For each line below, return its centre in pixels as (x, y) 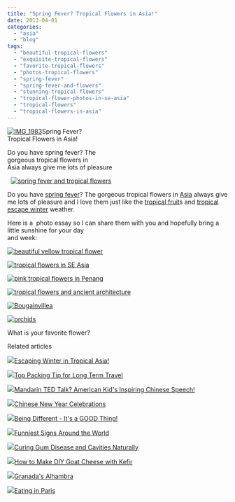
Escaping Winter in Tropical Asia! (62, 361)
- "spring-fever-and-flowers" (57, 85)
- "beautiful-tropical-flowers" (61, 53)
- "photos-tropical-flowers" (56, 72)
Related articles (30, 346)
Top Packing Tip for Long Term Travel (69, 375)
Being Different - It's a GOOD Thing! (66, 418)
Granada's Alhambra (44, 476)
